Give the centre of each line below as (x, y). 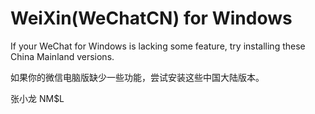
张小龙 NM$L (37, 98)
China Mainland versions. (62, 56)
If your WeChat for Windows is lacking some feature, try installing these (158, 46)
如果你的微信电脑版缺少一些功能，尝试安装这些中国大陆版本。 (137, 77)
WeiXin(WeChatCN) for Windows (151, 18)
